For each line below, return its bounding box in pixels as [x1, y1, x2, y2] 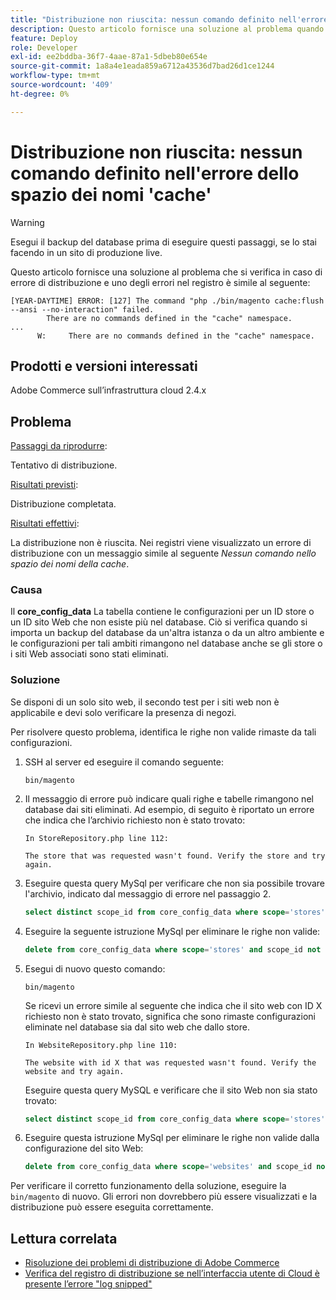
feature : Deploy [10, 33, 78, 43]
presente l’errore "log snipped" [24, 1278, 153, 1290]
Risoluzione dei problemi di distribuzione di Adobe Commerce [24, 1257, 280, 1269]
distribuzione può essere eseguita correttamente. [10, 1201, 214, 1213]
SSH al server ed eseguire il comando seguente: [24, 756, 224, 768]
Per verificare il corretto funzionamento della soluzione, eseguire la [10, 1180, 287, 1192]
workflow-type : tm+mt [10, 71, 101, 81]
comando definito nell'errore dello [10, 162, 300, 185]
